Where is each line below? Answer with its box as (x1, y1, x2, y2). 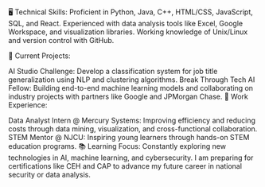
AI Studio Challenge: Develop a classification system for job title (8, 67, 218, 76)
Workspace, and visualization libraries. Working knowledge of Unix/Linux (8, 27, 248, 37)
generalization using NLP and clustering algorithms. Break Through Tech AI (8, 75, 255, 84)
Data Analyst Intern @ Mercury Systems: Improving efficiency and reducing (8, 115, 256, 125)
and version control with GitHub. (8, 36, 115, 45)
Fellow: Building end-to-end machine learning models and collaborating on (8, 84, 253, 92)
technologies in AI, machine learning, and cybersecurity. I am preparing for (8, 153, 254, 162)
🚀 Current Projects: (8, 51, 71, 60)
